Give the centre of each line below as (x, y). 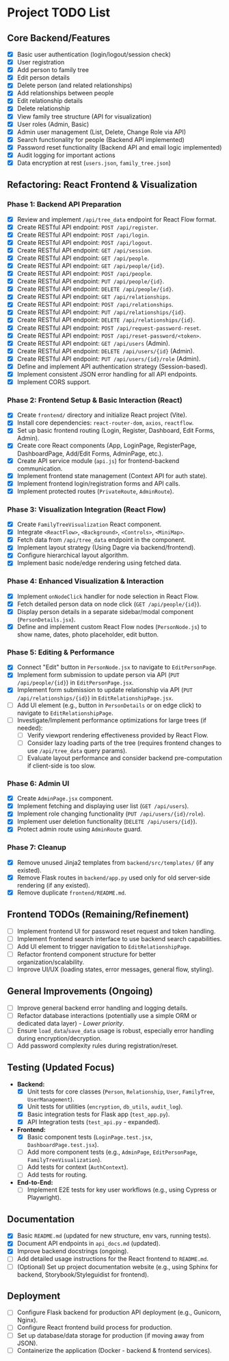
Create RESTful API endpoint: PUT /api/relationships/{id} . (101, 312)
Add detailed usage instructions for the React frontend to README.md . (112, 1259)
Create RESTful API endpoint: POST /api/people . (84, 274)
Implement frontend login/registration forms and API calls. (98, 483)
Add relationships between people (65, 93)
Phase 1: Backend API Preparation (64, 204)
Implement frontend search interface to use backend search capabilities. (119, 938)
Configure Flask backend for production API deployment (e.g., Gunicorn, (119, 1312)
